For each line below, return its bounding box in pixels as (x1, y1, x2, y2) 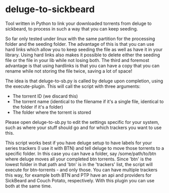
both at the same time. (5, 183, 52, 189)
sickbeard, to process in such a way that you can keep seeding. (5, 25, 138, 31)
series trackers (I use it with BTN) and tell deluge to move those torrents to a (5, 145, 164, 151)
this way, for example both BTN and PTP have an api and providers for (5, 172, 152, 178)
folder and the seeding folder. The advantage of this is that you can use (5, 41, 154, 47)
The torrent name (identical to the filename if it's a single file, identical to (12, 98, 164, 105)
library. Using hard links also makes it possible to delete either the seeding (5, 52, 160, 58)
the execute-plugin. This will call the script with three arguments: (5, 83, 141, 89)
